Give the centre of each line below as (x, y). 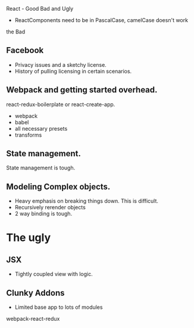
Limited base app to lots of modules (59, 307)
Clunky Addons (35, 293)
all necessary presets (41, 128)
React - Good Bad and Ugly (40, 9)
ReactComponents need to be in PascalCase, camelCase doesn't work (101, 20)
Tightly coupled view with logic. (54, 274)
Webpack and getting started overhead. (82, 90)
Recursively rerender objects (50, 208)
